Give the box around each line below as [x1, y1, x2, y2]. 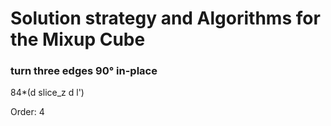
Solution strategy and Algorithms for [10, 7, 321, 30]
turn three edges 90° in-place [10, 64, 158, 78]
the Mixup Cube [10, 28, 146, 51]
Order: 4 [10, 106, 45, 118]
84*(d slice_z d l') [10, 87, 85, 99]
